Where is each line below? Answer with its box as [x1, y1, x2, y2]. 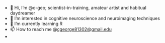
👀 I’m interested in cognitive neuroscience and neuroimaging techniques [10, 15, 160, 21]
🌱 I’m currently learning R [10, 20, 63, 26]
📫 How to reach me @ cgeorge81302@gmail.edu [10, 26, 112, 32]
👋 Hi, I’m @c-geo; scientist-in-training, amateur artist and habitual [10, 5, 147, 10]
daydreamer [10, 10, 36, 16]
